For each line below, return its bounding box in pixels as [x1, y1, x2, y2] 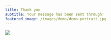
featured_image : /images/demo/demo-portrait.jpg [5, 16, 107, 21]
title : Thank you [5, 7, 41, 12]
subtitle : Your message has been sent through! [5, 12, 105, 17]
